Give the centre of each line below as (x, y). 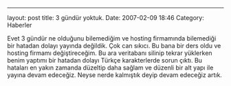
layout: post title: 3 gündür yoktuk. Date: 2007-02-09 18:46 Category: (106, 18)
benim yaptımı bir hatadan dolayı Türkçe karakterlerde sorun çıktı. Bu (105, 60)
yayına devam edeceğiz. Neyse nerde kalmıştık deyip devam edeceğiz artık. (114, 75)
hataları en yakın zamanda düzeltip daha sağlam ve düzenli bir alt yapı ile (110, 67)
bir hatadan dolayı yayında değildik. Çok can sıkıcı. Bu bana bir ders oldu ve (114, 46)
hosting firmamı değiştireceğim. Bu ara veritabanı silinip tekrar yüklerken (110, 53)
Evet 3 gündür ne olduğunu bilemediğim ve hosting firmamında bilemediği (112, 38)
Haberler (20, 25)
